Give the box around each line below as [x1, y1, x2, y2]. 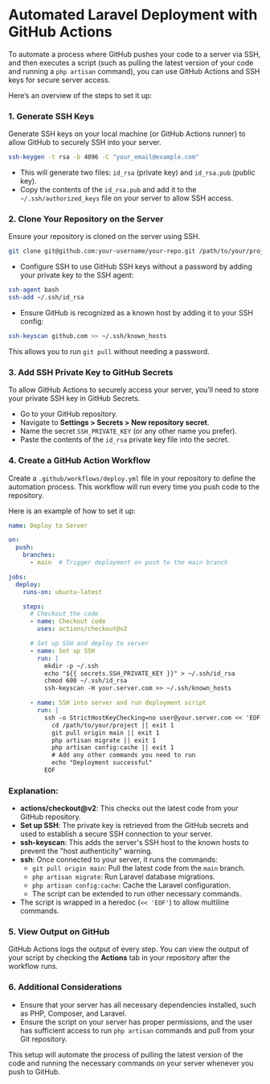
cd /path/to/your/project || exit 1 [51, 721, 174, 729]
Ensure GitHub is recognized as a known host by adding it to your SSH [19, 308, 253, 318]
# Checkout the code [29, 610, 99, 618]
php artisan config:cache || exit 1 [51, 744, 174, 752]
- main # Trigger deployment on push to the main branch [29, 558, 228, 567]
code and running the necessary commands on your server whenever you [8, 1058, 254, 1068]
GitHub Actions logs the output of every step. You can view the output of [8, 944, 249, 954]
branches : [22, 551, 56, 559]
